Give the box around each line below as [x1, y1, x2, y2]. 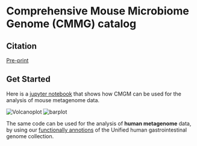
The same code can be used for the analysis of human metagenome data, [6, 120, 192, 127]
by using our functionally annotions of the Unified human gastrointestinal [6, 126, 187, 133]
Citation [6, 41, 37, 51]
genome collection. [6, 132, 54, 139]
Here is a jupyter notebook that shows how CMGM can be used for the [6, 90, 182, 97]
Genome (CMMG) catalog [6, 17, 137, 31]
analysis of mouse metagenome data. [6, 96, 100, 103]
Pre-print [6, 57, 29, 64]
